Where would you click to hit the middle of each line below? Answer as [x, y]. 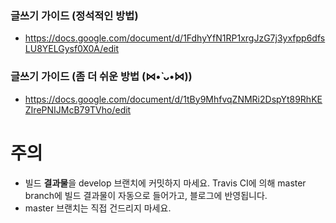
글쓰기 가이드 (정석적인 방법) [74, 15]
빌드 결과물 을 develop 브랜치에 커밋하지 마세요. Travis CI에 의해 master [165, 183]
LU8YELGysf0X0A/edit [72, 49]
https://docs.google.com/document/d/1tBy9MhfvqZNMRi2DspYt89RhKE [173, 99]
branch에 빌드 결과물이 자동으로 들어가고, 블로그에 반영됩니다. [146, 195]
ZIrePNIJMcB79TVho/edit [78, 109]
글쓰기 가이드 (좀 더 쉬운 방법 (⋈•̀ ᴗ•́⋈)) [101, 77]
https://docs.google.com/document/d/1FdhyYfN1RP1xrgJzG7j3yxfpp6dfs [175, 38]
